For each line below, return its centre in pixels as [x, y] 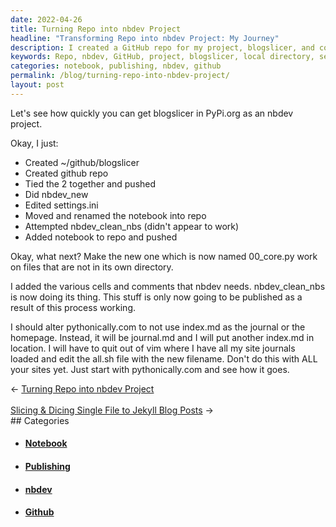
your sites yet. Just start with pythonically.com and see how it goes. [150, 369]
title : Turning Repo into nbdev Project [96, 29]
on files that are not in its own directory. [92, 267]
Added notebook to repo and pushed [101, 237]
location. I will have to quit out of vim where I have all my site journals [153, 348]
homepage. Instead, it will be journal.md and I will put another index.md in [162, 337]
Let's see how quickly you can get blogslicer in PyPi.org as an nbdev [152, 113]
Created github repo [66, 173]
